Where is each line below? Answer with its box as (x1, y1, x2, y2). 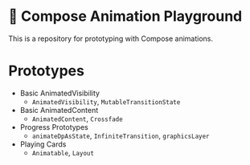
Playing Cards (19, 139, 67, 149)
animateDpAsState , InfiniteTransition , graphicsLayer (31, 131, 211, 140)
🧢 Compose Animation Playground (8, 7, 243, 26)
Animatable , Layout (31, 147, 95, 157)
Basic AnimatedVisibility (19, 88, 100, 98)
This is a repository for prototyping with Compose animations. (8, 34, 214, 43)
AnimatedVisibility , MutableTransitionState (31, 96, 181, 107)
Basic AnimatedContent (19, 105, 99, 115)
